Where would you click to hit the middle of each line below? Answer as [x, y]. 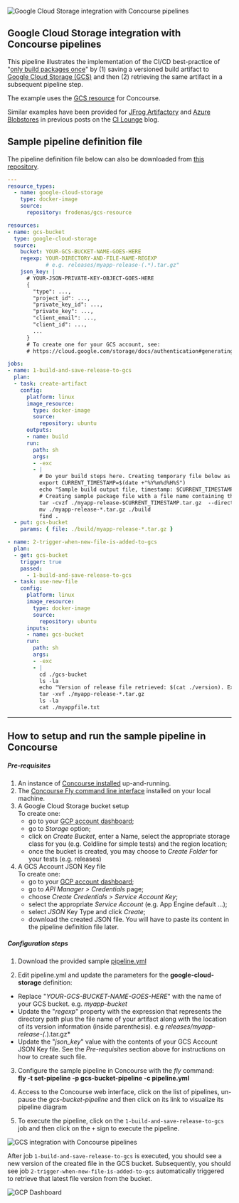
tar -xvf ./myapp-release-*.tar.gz [91, 694]
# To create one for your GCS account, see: [93, 344]
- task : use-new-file [46, 582]
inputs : [38, 628]
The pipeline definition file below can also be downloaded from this [106, 159]
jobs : [15, 364]
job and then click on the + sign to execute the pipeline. [99, 1128]
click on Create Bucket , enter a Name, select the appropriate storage [129, 837]
